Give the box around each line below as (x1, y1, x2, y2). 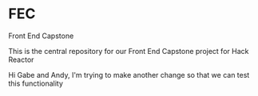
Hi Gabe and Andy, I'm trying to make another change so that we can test (8, 70, 250, 79)
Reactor (8, 55, 34, 64)
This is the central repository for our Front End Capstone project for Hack (8, 46, 249, 56)
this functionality (8, 79, 64, 88)
